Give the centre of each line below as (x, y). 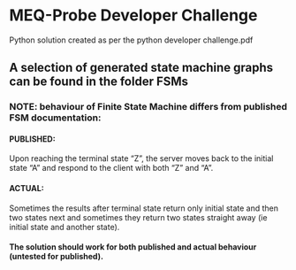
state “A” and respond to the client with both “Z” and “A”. (111, 168)
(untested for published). (57, 257)
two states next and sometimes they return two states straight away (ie (138, 217)
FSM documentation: (55, 118)
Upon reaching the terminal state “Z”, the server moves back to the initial (141, 158)
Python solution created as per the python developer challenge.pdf (131, 40)
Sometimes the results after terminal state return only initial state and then (144, 208)
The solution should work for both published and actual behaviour (133, 247)
